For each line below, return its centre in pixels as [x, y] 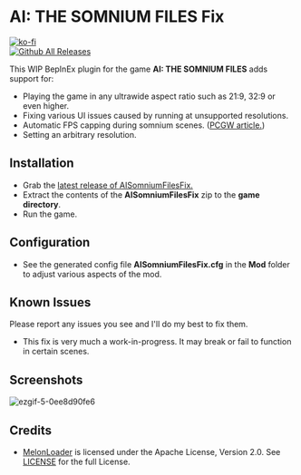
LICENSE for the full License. [76, 461]
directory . [42, 204]
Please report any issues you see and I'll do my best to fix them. [129, 325]
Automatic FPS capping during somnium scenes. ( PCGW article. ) [144, 125]
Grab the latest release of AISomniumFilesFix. [107, 185]
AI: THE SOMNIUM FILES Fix [117, 17]
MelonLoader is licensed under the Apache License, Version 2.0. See [151, 452]
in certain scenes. [56, 352]
